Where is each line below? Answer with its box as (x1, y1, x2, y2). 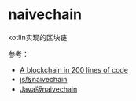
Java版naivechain (19, 84, 78, 94)
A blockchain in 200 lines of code (19, 65, 128, 74)
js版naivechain (19, 74, 68, 84)
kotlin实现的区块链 (8, 32, 68, 42)
